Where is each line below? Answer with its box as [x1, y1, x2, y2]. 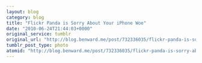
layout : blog [6, 8, 39, 15]
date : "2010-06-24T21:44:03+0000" [6, 25, 93, 32]
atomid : [6, 48, 26, 54]
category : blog [6, 14, 44, 20]
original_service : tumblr [6, 31, 71, 37]
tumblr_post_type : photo [6, 43, 69, 49]
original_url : [6, 37, 42, 43]
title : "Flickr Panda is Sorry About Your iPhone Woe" [6, 20, 147, 26]
